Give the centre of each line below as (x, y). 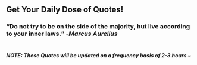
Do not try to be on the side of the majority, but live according (100, 27)
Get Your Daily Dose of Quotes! (65, 10)
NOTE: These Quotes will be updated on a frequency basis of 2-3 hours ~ (99, 55)
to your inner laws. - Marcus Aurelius (62, 34)
